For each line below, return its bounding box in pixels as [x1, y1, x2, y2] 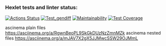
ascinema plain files [5, 25, 46, 31]
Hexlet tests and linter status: [5, 4, 78, 11]
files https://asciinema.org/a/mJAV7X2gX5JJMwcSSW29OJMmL [5, 35, 138, 41]
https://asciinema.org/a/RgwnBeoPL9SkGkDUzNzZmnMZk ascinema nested [5, 30, 161, 36]
